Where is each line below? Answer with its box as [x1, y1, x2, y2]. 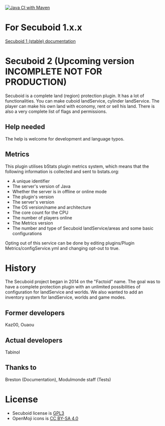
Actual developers [5, 336, 63, 345]
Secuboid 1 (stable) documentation [5, 38, 76, 44]
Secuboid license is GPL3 [12, 410, 65, 416]
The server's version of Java [12, 183, 71, 189]
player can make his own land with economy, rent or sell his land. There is [5, 103, 155, 109]
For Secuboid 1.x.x [5, 22, 82, 33]
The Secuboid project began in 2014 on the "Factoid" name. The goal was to [5, 279, 161, 284]
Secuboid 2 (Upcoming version [5, 56, 134, 67]
